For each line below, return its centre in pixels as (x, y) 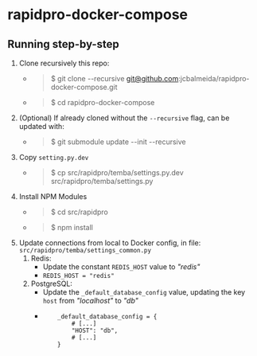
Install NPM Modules (53, 196)
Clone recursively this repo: (64, 63)
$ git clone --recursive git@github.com (115, 78)
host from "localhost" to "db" (90, 301)
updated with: (41, 126)
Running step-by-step (64, 44)
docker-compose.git (84, 87)
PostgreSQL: (52, 284)
